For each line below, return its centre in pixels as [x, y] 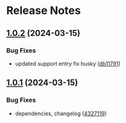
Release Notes [44, 11]
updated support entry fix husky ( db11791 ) [68, 63]
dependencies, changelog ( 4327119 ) [61, 113]
